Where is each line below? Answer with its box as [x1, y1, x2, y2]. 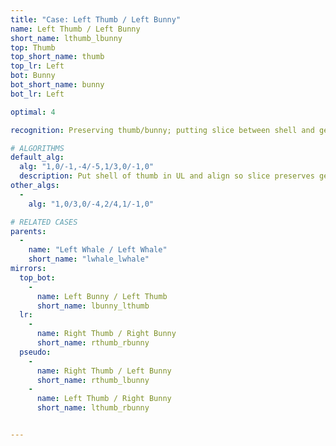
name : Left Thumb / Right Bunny [36, 394, 172, 404]
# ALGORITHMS [10, 143, 65, 153]
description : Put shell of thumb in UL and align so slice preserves [19, 171, 315, 181]
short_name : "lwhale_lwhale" [28, 254, 150, 265]
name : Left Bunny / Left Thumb [36, 291, 168, 301]
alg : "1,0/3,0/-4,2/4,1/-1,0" [28, 199, 155, 209]
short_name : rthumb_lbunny [36, 375, 150, 385]
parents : [10, 226, 47, 236]
